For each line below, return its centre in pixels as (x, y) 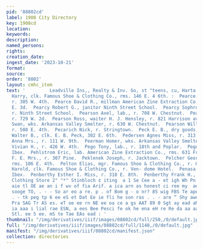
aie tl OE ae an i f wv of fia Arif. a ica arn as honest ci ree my (100, 186)
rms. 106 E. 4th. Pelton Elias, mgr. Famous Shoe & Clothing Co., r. (102, 164)
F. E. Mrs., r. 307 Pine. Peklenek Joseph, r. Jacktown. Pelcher (98, 158)
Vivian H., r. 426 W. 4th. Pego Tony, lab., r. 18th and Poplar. (97, 147)
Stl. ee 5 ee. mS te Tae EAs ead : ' (59, 214)
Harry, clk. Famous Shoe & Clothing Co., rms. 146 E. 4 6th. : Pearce (104, 96)
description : (23, 40)
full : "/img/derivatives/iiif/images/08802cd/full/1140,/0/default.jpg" (100, 225)
